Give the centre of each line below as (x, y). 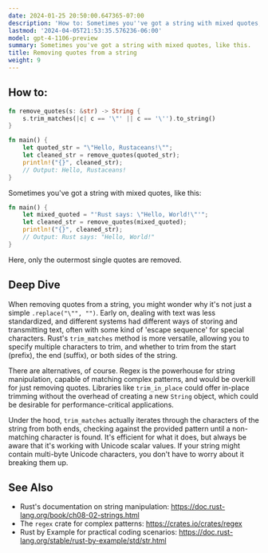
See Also (31, 488)
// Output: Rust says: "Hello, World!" (89, 237)
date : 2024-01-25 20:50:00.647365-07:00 (77, 16)
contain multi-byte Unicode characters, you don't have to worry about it (126, 454)
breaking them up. (38, 462)
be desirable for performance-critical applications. (91, 404)
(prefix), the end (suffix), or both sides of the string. (93, 355)
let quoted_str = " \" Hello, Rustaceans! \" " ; (98, 148)
